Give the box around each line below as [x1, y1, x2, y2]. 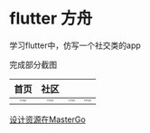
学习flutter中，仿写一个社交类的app [9, 40, 142, 51]
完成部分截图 [9, 59, 57, 70]
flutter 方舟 [9, 8, 93, 29]
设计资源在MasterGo [9, 114, 86, 125]
